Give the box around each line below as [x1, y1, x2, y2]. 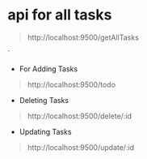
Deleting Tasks [19, 95, 69, 105]
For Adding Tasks [19, 63, 78, 74]
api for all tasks [7, 6, 112, 24]
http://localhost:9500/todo [27, 79, 116, 89]
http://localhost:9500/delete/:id [27, 111, 132, 121]
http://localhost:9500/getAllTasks [27, 32, 139, 42]
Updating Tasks [19, 127, 72, 136]
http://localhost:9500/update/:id [27, 142, 135, 152]
